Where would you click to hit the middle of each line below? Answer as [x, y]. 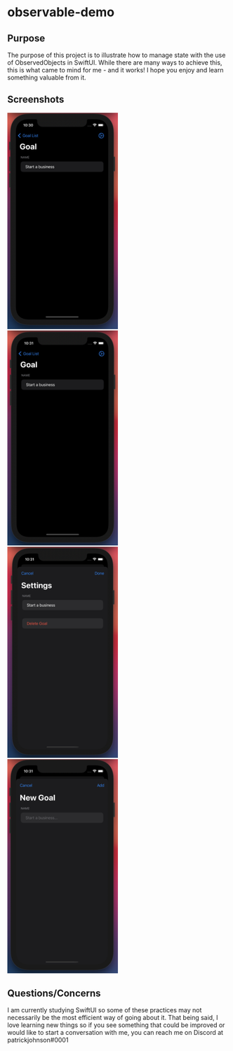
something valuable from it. [47, 77]
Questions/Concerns [54, 993]
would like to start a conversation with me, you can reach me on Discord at [115, 1033]
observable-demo [61, 12]
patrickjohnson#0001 [38, 1040]
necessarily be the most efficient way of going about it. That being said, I [113, 1018]
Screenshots [36, 100]
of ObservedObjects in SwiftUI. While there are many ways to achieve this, [115, 63]
